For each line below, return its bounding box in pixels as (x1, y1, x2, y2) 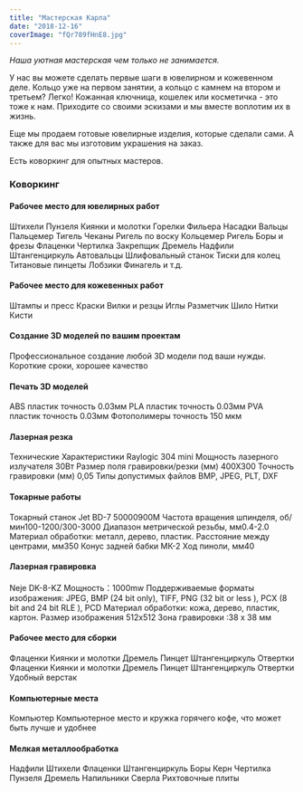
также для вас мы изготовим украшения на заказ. (9, 138, 204, 149)
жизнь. (9, 110, 36, 122)
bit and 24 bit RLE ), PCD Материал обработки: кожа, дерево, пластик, (9, 602, 280, 613)
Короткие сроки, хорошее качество (9, 359, 148, 371)
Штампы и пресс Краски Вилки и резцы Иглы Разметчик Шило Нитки (9, 300, 279, 310)
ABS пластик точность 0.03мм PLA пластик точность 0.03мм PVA (9, 401, 264, 412)
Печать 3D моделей (9, 381, 89, 392)
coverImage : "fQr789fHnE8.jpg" (9, 30, 128, 39)
